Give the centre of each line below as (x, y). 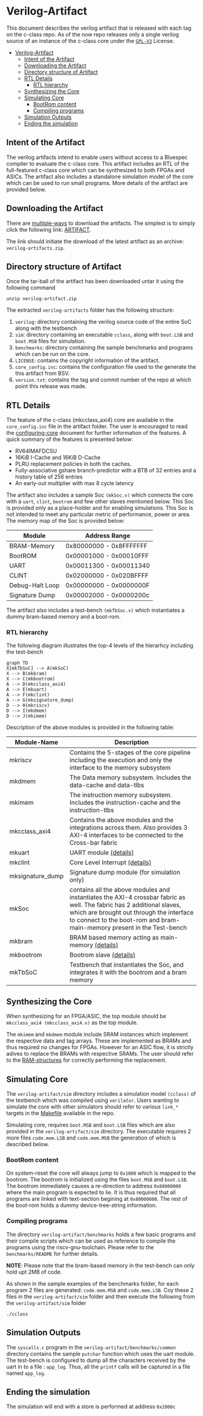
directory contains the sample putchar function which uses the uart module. (101, 1354)
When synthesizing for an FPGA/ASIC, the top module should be (86, 1016)
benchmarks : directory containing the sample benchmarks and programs (104, 347)
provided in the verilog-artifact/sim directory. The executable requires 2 (99, 1132)
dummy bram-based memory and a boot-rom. (63, 617)
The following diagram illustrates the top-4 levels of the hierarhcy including (100, 646)
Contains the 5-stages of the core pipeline (130, 753)
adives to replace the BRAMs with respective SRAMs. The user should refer (100, 1054)
